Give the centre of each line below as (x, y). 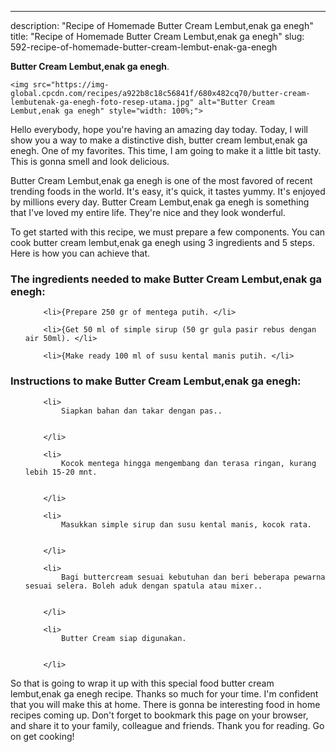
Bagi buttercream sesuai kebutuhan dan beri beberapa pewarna (193, 577)
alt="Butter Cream (236, 102)
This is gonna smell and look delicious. (90, 161)
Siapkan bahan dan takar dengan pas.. (142, 411)
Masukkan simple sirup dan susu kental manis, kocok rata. (186, 524)
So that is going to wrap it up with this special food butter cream (142, 683)
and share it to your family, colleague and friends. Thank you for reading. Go (167, 725)
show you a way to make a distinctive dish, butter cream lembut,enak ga (159, 140)
